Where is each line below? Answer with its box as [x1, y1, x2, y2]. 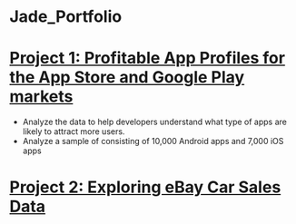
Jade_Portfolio [9, 6, 123, 27]
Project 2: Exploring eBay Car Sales [9, 177, 281, 198]
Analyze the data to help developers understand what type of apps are [22, 116, 288, 128]
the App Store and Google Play [9, 67, 245, 88]
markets [9, 86, 74, 107]
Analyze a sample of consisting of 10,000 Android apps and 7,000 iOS [22, 136, 284, 147]
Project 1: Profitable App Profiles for [9, 48, 286, 69]
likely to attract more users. [22, 126, 125, 137]
